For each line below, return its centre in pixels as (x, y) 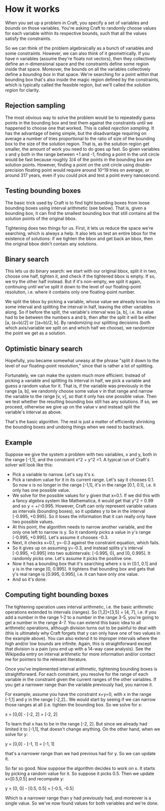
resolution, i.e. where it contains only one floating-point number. (70, 292)
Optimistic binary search (44, 348)
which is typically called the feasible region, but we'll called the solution (78, 84)
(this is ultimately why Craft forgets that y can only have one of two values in (83, 633)
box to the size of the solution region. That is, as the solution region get (77, 144)
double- (143, 164)
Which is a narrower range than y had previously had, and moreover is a (78, 798)
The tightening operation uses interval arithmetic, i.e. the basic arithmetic (79, 607)
